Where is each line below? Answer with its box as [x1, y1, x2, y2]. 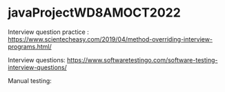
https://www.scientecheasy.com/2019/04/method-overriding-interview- [8, 35, 213, 43]
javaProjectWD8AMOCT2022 [8, 5, 182, 21]
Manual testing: [8, 76, 52, 84]
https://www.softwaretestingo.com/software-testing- [67, 55, 218, 64]
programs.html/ [8, 42, 52, 50]
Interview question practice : [8, 28, 89, 36]
